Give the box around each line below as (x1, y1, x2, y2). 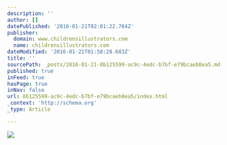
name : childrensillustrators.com (13, 42, 110, 49)
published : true (7, 67, 54, 74)
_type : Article (7, 106, 51, 113)
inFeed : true (7, 74, 45, 81)
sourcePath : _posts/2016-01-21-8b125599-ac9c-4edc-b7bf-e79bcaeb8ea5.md (7, 61, 221, 68)
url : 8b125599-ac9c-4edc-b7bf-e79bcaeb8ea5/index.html (7, 93, 168, 100)
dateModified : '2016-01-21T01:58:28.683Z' (7, 49, 131, 56)
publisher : (7, 29, 39, 36)
